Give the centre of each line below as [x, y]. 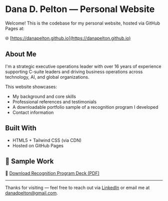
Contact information [33, 112]
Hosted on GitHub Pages [38, 145]
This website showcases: [31, 87]
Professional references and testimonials [54, 102]
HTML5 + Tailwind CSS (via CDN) [47, 140]
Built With [21, 128]
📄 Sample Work [29, 161]
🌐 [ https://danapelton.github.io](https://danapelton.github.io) [68, 38]
